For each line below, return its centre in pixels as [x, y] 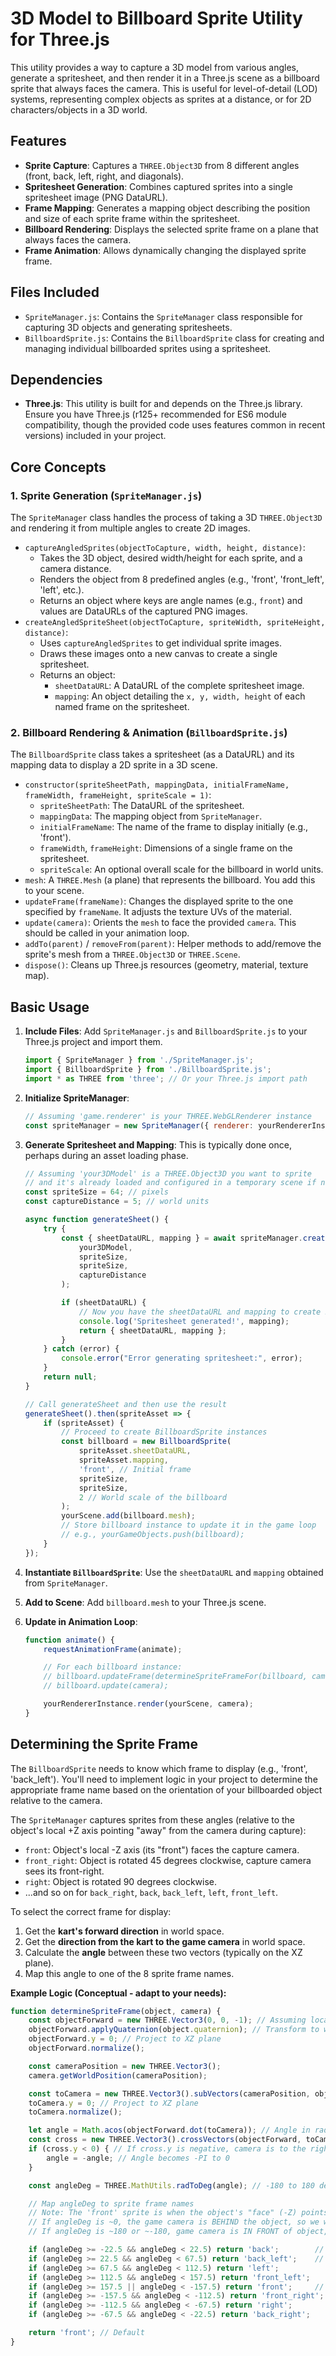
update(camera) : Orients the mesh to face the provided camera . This [160, 923]
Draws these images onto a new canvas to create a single [158, 654]
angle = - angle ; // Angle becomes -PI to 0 [138, 2158]
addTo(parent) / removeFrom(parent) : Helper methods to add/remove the [173, 944]
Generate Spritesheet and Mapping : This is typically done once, [158, 1144]
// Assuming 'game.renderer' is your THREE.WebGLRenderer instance [168, 1116]
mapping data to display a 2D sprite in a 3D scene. [114, 765]
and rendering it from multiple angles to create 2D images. [130, 528]
